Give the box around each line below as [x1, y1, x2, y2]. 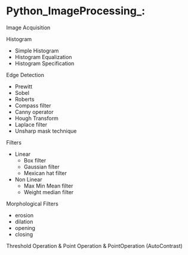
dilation [14, 218, 33, 225]
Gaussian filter [23, 163, 60, 170]
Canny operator [14, 108, 54, 115]
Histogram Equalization [14, 53, 72, 60]
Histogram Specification [14, 60, 75, 67]
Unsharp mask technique [14, 127, 77, 134]
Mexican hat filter [23, 169, 67, 177]
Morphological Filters [6, 200, 58, 207]
